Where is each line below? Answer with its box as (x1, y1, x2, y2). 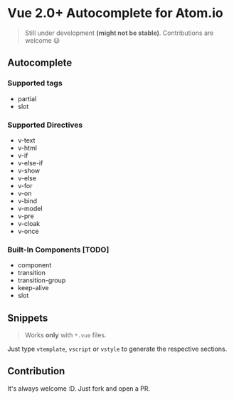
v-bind (17, 196, 38, 205)
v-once (17, 227, 39, 235)
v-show (17, 166, 41, 175)
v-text (17, 135, 36, 144)
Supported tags (7, 78, 63, 88)
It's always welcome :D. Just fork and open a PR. (7, 384, 151, 393)
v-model (17, 204, 43, 212)
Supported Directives (7, 120, 83, 130)
